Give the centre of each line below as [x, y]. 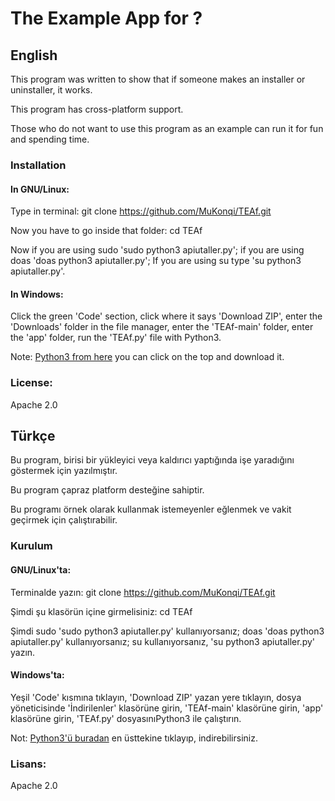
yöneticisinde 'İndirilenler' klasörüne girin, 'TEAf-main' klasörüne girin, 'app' [167, 708]
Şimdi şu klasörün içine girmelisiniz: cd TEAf [101, 611]
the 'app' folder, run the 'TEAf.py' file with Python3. [116, 338]
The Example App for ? [106, 18]
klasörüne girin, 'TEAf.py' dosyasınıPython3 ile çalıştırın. [126, 718]
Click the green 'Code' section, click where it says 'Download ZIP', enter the [166, 316]
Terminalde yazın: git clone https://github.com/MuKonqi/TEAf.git [143, 592]
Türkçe [33, 436]
